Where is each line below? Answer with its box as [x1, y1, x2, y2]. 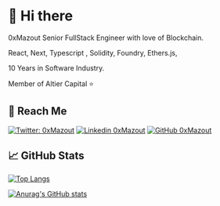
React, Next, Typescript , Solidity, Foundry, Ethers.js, [8, 48, 178, 57]
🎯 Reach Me [8, 105, 67, 118]
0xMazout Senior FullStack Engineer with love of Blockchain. [8, 33, 204, 42]
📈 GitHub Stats [8, 149, 85, 163]
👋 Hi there [8, 7, 73, 25]
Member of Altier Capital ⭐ [8, 78, 94, 89]
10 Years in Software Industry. [8, 63, 105, 73]
